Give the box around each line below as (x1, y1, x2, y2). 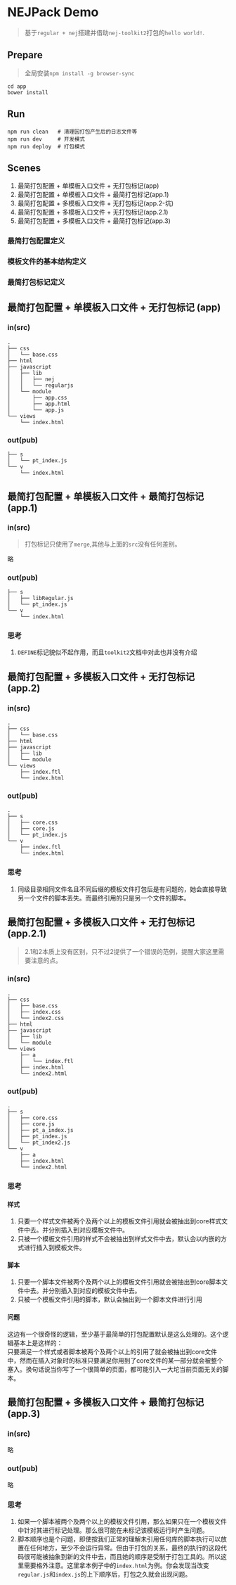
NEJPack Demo (7, 4, 99, 20)
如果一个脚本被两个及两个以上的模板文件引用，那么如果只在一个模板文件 (17, 1517, 227, 1525)
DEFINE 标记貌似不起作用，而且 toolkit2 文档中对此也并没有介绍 (17, 648, 198, 656)
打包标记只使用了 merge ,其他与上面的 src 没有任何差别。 (24, 540, 181, 548)
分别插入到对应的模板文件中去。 (48, 1287, 141, 1295)
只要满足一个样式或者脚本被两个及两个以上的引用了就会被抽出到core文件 (7, 1347, 218, 1356)
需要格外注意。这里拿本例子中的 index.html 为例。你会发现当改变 (23, 1561, 209, 1570)
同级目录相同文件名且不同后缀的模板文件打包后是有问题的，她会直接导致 (17, 884, 227, 893)
